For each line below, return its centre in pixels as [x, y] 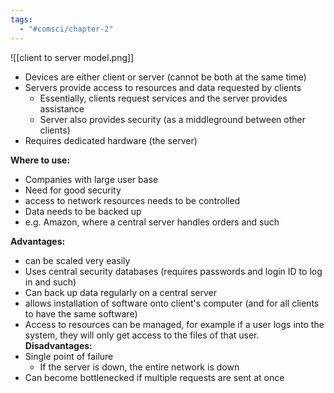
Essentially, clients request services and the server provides [163, 98]
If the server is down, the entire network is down [139, 367]
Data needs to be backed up [83, 211]
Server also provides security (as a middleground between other [172, 119]
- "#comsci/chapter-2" [66, 29]
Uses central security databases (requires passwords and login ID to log [173, 271]
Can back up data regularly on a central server [120, 292]
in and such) [50, 282]
